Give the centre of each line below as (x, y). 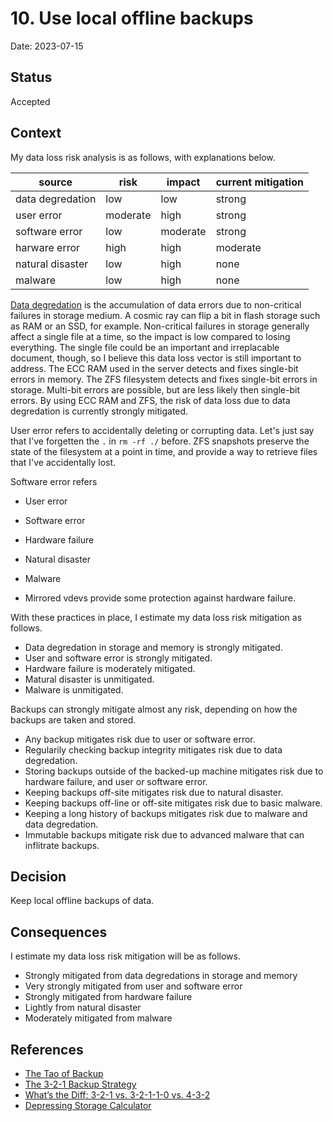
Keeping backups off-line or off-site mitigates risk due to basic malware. (173, 803)
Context (36, 133)
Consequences (59, 932)
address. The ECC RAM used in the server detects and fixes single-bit (154, 368)
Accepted (30, 101)
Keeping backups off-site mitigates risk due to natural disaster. (154, 792)
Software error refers (54, 481)
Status (31, 77)
